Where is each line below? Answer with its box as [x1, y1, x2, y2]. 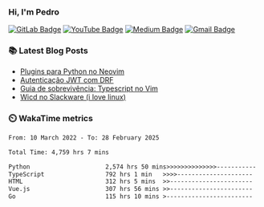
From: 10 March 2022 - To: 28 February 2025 [8, 133, 160, 142]
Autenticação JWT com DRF [19, 75, 114, 84]
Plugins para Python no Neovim [19, 67, 125, 76]
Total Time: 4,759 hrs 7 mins [8, 148, 110, 156]
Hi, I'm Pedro [8, 6, 60, 18]
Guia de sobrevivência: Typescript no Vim [19, 83, 159, 93]
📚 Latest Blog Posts [8, 45, 88, 56]
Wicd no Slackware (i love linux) [19, 91, 127, 102]
